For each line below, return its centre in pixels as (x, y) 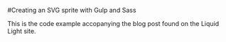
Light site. (22, 31)
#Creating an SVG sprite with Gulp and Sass (72, 10)
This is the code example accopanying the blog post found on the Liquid (113, 23)
